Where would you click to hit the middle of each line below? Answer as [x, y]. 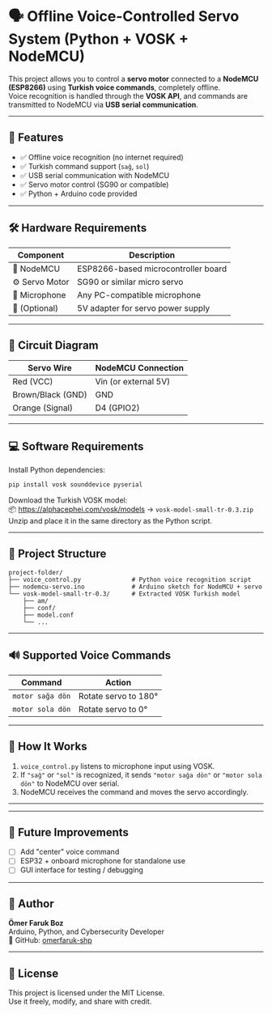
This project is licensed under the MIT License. [87, 993]
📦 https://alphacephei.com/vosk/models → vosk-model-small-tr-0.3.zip [131, 509]
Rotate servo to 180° [118, 696]
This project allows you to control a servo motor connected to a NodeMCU [134, 78]
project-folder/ [36, 572]
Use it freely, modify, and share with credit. [80, 1002]
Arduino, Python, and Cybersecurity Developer [86, 931]
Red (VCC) [33, 382]
